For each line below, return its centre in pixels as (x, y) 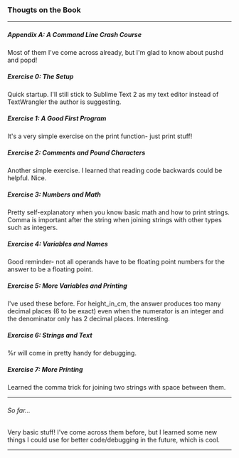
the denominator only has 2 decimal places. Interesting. (89, 319)
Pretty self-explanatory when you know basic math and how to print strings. (118, 212)
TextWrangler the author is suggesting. (64, 102)
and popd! (22, 60)
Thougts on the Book (44, 10)
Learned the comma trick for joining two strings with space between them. (117, 387)
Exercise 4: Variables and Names (58, 244)
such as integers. (33, 228)
